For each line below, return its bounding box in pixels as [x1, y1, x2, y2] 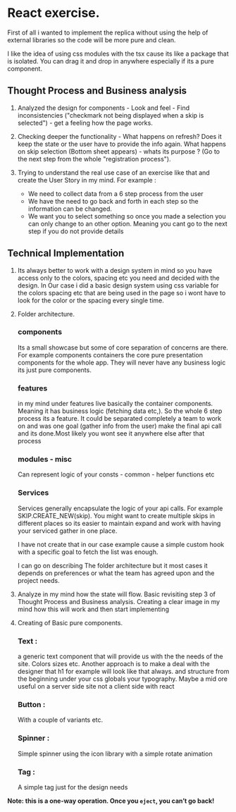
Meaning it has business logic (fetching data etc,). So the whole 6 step [17, 407, 223, 415]
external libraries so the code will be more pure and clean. [7, 35, 176, 44]
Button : [17, 699, 46, 709]
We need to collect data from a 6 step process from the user [27, 189, 204, 198]
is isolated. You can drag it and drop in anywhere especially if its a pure [7, 56, 214, 65]
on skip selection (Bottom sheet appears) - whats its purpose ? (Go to [17, 147, 221, 156]
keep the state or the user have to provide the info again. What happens [17, 140, 227, 148]
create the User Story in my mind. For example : [17, 176, 156, 184]
